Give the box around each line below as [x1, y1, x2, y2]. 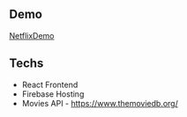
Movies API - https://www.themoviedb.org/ [21, 98, 178, 108]
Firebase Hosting [21, 88, 85, 99]
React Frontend [21, 79, 79, 90]
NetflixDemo [9, 30, 55, 40]
